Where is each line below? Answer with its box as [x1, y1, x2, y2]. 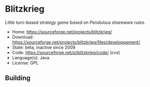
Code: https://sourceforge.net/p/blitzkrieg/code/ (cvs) [12, 50, 120, 55]
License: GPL [12, 60, 39, 66]
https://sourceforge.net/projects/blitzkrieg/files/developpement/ [12, 39, 140, 45]
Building [5, 74, 30, 82]
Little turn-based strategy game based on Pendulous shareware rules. [5, 19, 146, 25]
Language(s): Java [12, 54, 50, 60]
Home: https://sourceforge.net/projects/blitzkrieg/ [12, 29, 112, 35]
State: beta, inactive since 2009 [12, 44, 76, 50]
